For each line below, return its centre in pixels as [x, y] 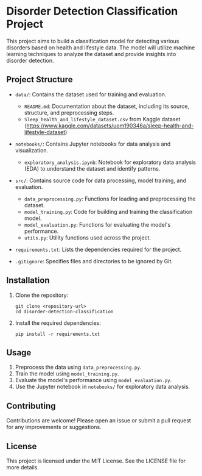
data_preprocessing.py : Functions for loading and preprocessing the [110, 199]
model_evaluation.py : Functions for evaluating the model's [97, 224]
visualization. [32, 150]
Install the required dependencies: [58, 323]
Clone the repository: [42, 295]
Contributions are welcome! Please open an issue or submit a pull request [99, 421]
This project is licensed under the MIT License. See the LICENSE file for [96, 461]
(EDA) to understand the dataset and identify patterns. [92, 168]
